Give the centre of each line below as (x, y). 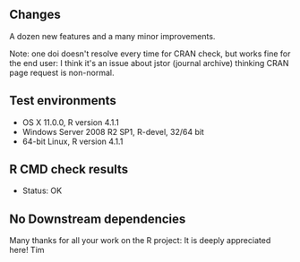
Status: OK (42, 190)
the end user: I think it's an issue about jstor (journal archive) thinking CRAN (149, 63)
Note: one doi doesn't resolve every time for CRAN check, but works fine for (150, 54)
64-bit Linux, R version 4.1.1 (73, 141)
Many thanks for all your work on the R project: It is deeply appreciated (140, 241)
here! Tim (27, 250)
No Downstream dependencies (98, 219)
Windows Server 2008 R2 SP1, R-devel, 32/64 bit (113, 131)
